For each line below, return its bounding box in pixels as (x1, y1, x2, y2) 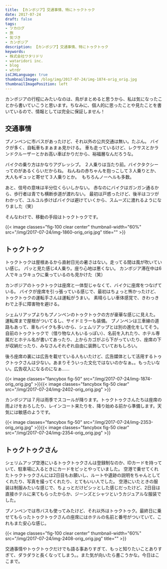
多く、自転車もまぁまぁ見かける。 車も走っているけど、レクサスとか (13, 145, 155, 151)
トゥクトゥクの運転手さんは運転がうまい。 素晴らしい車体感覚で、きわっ (5, 295, 155, 301)
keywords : (5, 49, 26, 54)
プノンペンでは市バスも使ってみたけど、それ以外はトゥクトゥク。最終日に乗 (5, 508, 162, 514)
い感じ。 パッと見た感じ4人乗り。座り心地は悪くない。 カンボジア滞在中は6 (5, 266, 162, 272)
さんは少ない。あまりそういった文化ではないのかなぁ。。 (22, 360, 139, 366)
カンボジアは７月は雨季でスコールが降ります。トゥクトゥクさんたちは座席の (5, 397, 162, 403)
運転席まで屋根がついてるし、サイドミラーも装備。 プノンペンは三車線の (5, 318, 155, 324)
